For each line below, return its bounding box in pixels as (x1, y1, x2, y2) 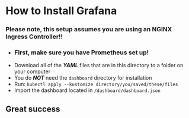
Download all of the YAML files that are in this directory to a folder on (14, 62, 184, 69)
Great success (5, 104, 60, 114)
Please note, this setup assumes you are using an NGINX (5, 25, 172, 34)
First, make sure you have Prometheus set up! (14, 48, 149, 57)
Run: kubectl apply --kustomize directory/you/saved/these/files (14, 81, 178, 88)
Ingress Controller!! (5, 32, 63, 41)
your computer (14, 68, 51, 75)
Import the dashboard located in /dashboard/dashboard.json (14, 87, 161, 94)
